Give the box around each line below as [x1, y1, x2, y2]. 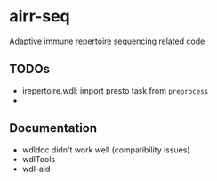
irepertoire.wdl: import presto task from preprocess [21, 85, 209, 95]
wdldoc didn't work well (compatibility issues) [21, 144, 190, 155]
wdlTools [21, 153, 56, 164]
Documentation [9, 120, 98, 136]
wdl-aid [21, 163, 51, 174]
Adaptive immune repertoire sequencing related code [9, 36, 205, 46]
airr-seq [9, 6, 70, 27]
